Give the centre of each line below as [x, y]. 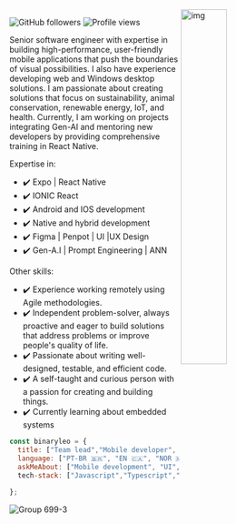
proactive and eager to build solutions [93, 326]
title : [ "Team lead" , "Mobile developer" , [97, 449]
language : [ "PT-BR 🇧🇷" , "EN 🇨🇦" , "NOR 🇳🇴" [105, 458]
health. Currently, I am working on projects [89, 117]
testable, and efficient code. [114, 368]
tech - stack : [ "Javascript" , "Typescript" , [97, 475]
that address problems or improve [86, 335]
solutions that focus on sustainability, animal [92, 98]
